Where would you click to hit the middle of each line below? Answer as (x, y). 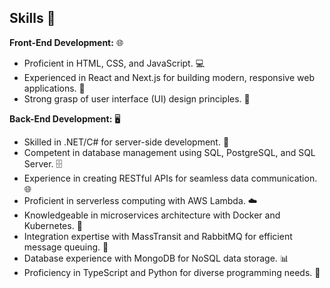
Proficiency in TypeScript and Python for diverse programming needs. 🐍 (172, 272)
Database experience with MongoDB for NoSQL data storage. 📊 (156, 258)
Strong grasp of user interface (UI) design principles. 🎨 (137, 98)
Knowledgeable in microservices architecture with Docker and (152, 215)
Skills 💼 (32, 18)
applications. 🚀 (54, 88)
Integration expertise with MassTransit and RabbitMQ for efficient (158, 236)
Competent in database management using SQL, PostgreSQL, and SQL (169, 152)
